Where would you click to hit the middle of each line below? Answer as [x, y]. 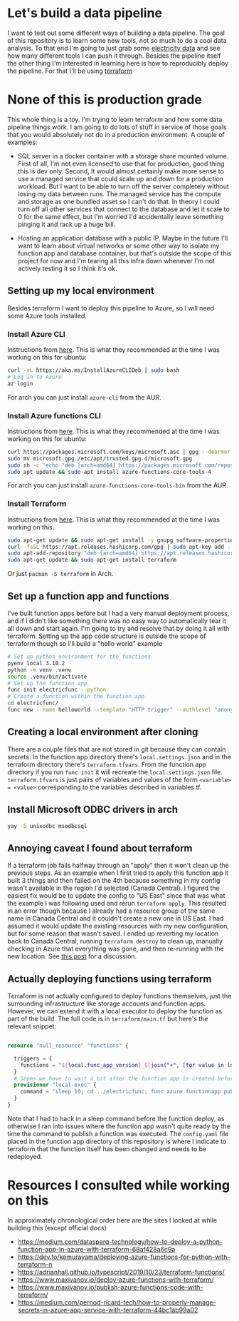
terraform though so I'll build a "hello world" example [85, 644]
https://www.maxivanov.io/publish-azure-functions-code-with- [110, 1287]
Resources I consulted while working [118, 1185]
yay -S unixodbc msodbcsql [47, 826]
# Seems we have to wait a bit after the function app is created [114, 1078]
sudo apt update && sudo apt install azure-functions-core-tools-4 [110, 472]
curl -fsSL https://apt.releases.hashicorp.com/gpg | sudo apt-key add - [119, 547]
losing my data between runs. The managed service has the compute [119, 193]
